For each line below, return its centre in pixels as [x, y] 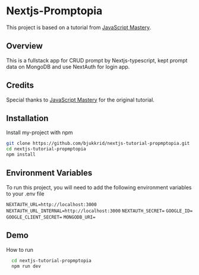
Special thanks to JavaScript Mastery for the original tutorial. [80, 100]
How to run [20, 249]
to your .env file [25, 194]
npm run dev [26, 266]
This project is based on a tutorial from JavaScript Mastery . [79, 27]
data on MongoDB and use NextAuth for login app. [68, 67]
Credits [20, 85]
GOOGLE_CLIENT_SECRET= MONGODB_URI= [51, 217]
